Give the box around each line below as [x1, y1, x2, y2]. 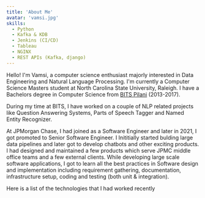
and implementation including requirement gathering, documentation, [6, 166, 182, 174]
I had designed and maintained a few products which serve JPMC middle [6, 147, 191, 154]
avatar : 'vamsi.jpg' [6, 15, 59, 21]
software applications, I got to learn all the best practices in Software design [6, 159, 199, 167]
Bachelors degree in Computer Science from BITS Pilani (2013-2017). [6, 90, 181, 98]
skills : [6, 20, 26, 26]
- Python [12, 26, 34, 32]
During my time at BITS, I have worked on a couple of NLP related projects [6, 102, 194, 110]
